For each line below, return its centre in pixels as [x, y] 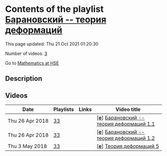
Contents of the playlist [54, 9]
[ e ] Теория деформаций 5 [128, 146]
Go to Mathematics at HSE [32, 63]
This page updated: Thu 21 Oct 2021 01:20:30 [52, 44]
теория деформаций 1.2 [126, 138]
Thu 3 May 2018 [27, 146]
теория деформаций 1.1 [126, 124]
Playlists [64, 109]
